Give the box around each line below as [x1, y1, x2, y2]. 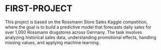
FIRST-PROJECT [5, 3, 73, 14]
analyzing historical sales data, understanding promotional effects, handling [5, 34, 157, 40]
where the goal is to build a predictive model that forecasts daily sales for [5, 24, 152, 30]
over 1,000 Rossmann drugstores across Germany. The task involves [5, 29, 142, 35]
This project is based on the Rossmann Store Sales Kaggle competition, [5, 19, 148, 25]
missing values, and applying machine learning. [5, 39, 100, 45]
